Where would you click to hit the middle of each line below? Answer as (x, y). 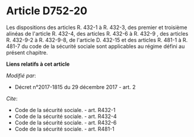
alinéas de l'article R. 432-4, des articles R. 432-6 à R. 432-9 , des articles (97, 33)
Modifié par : (21, 75)
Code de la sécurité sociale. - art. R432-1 (65, 110)
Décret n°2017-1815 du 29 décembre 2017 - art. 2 (75, 87)
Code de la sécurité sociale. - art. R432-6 (66, 122)
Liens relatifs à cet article (38, 64)
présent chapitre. (27, 52)
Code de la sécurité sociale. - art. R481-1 (64, 129)
